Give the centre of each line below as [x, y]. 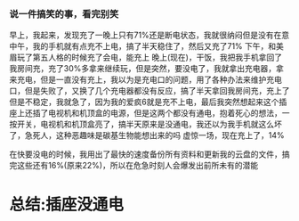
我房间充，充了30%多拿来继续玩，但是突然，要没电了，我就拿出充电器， [143, 69]
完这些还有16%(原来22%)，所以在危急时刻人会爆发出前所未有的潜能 [134, 166]
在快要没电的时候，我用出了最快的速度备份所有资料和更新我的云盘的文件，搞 [149, 154]
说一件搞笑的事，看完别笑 [64, 13]
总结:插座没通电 [67, 205]
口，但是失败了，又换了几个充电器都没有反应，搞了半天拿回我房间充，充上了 [149, 91]
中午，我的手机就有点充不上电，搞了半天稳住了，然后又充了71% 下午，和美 [147, 46]
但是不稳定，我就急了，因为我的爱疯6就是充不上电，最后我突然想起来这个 [144, 102]
